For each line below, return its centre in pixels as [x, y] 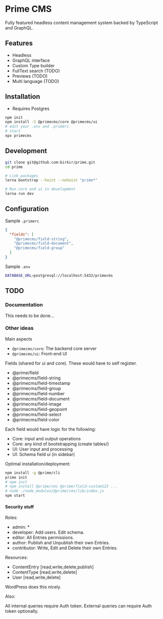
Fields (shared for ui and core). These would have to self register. [71, 363]
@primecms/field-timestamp [41, 383]
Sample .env [18, 267]
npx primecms [18, 136]
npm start [15, 496]
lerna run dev [20, 194]
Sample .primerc [22, 221]
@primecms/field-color [36, 419]
